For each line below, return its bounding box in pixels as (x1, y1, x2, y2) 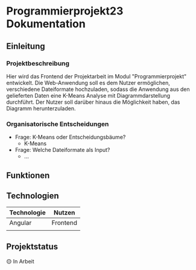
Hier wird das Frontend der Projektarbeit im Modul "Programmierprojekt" (6, 72, 187, 80)
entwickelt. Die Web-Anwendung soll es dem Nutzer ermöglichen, (6, 79, 170, 86)
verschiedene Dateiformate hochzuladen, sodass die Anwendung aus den (6, 86, 190, 93)
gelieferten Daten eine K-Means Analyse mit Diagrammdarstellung (6, 92, 171, 99)
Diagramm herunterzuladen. (6, 104, 76, 112)
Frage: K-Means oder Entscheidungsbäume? (14, 134, 126, 141)
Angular (9, 219, 32, 227)
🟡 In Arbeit (6, 258, 34, 265)
